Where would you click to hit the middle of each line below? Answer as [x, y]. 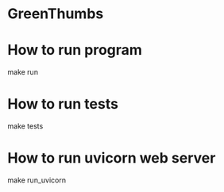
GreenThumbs [56, 14]
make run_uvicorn [37, 180]
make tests [25, 126]
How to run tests [63, 104]
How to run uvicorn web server [112, 158]
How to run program [75, 50]
